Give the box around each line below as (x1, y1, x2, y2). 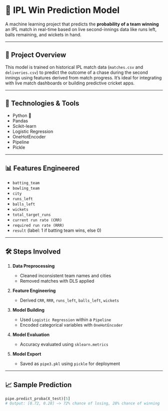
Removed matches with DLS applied (19, 278, 94, 284)
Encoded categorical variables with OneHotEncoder (19, 322, 123, 328)
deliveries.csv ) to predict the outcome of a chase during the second (5, 69, 148, 75)
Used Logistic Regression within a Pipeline (19, 317, 111, 323)
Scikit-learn (12, 123, 36, 129)
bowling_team (12, 186, 40, 191)
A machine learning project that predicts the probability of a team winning (5, 21, 159, 27)
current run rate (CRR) (12, 218, 62, 223)
